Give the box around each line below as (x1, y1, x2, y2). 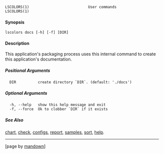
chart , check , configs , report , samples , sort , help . (5, 130, 105, 135)
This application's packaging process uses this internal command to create (5, 51, 156, 57)
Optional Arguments (5, 90, 47, 96)
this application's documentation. (5, 56, 72, 62)
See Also (5, 117, 23, 123)
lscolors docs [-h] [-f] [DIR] (5, 30, 69, 35)
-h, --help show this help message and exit (9, 103, 106, 108)
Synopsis (5, 19, 25, 25)
